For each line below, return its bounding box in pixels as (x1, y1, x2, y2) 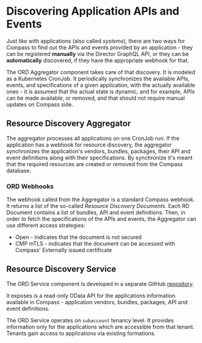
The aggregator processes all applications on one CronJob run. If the (6, 134, 179, 142)
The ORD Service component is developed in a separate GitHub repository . (6, 280, 195, 287)
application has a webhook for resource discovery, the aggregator (6, 141, 172, 148)
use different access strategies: (6, 222, 86, 229)
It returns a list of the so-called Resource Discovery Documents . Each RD (6, 203, 190, 210)
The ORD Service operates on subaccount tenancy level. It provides (6, 316, 175, 324)
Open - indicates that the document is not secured (15, 234, 142, 241)
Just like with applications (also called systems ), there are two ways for (6, 37, 186, 44)
